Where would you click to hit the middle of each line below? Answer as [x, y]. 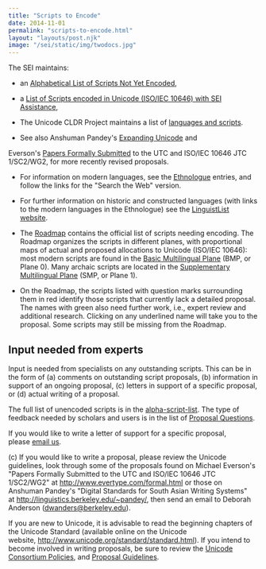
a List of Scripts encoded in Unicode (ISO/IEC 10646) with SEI [121, 99]
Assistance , [39, 107]
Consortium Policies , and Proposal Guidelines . [84, 556]
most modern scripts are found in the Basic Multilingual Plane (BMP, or [135, 258]
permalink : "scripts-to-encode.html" [71, 30]
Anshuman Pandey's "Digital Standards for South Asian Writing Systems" [128, 490]
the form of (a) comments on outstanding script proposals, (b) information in [133, 377]
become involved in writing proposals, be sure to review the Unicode [121, 548]
